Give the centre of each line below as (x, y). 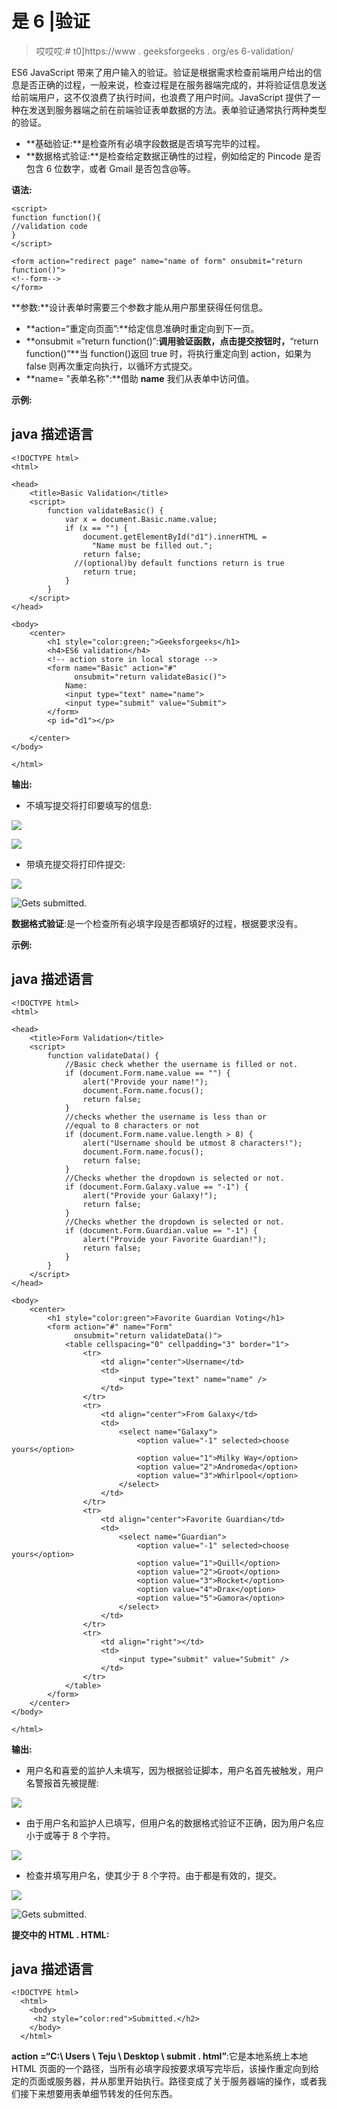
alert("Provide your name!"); (145, 1082)
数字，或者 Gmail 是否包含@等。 (129, 168)
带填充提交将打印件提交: (75, 864)
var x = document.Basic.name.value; (141, 519)
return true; (110, 572)
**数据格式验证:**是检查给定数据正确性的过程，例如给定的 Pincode (163, 156)
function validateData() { (103, 1055)
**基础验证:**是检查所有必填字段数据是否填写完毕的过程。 (145, 143)
